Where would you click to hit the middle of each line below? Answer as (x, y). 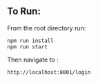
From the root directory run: (47, 28)
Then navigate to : (33, 59)
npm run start (28, 47)
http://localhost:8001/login (49, 72)
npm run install (30, 41)
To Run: (24, 11)
